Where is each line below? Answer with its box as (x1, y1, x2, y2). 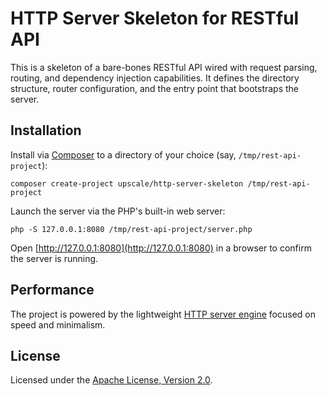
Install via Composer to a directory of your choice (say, (10, 148, 237, 161)
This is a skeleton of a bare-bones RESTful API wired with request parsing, (10, 61, 318, 73)
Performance (10, 282, 95, 299)
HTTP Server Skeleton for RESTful (10, 7, 300, 30)
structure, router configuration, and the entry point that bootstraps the (10, 82, 300, 94)
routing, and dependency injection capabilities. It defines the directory (10, 72, 300, 84)
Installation (10, 122, 82, 139)
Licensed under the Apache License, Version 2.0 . (10, 374, 213, 386)
